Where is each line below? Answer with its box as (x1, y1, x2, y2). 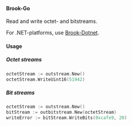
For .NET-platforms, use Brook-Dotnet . (6, 29, 100, 37)
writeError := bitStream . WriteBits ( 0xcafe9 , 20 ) (6, 115, 127, 121)
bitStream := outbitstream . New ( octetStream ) (6, 110, 117, 115)
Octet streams (6, 56, 42, 63)
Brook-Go (6, 5, 31, 12)
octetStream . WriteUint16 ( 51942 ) (6, 77, 85, 82)
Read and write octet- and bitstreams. (6, 18, 98, 25)
